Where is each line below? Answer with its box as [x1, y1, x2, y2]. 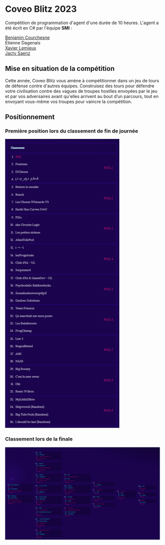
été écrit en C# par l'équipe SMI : [5, 25, 72, 31]
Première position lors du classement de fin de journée [5, 128, 138, 135]
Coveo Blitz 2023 [5, 3, 77, 15]
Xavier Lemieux [5, 45, 36, 51]
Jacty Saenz [5, 50, 30, 56]
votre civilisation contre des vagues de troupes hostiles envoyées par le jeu [5, 88, 158, 94]
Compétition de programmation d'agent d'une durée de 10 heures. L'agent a [5, 20, 159, 26]
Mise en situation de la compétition [5, 65, 115, 73]
